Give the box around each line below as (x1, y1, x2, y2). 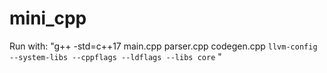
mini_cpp (9, 7, 87, 30)
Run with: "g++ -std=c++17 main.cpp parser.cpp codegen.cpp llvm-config (9, 40, 318, 52)
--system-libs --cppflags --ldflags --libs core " (9, 50, 222, 62)
